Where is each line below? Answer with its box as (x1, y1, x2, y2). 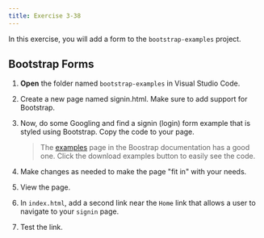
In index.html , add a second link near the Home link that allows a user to (19, 198, 256, 208)
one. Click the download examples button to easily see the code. (40, 151, 256, 161)
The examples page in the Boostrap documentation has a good (40, 143, 250, 152)
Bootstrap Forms (8, 57, 94, 71)
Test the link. (19, 223, 63, 232)
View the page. (19, 182, 71, 192)
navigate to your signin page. (19, 207, 119, 216)
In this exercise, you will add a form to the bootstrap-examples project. (8, 34, 241, 44)
